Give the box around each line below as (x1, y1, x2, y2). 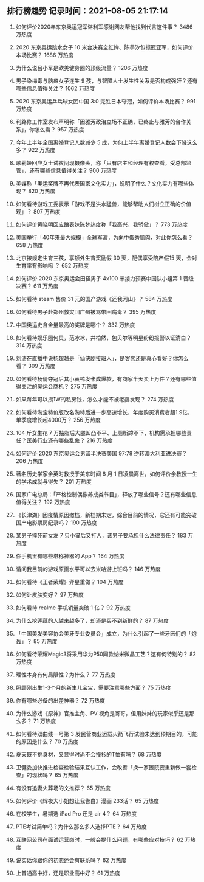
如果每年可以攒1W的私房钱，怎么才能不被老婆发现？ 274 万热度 (15, 395, 174, 403)
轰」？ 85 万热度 (15, 637, 58, 645)
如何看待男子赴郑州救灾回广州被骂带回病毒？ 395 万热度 (15, 308, 157, 315)
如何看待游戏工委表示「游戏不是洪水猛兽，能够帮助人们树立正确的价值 (15, 200, 192, 207)
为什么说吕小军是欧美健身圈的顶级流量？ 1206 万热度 (15, 64, 148, 71)
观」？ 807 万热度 (15, 207, 61, 215)
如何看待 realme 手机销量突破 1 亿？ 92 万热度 (15, 604, 131, 611)
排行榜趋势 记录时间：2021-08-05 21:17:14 (7, 5, 169, 16)
